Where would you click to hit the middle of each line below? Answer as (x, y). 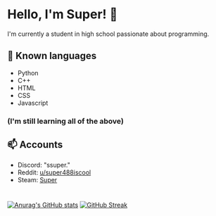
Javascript (33, 103)
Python (28, 72)
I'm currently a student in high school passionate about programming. (108, 34)
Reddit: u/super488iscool (54, 172)
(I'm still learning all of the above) (66, 121)
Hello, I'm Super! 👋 (63, 14)
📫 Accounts (35, 145)
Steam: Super (37, 180)
